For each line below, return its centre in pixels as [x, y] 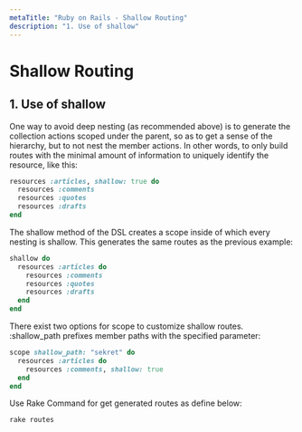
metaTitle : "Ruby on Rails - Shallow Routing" [99, 18]
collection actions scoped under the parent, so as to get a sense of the [141, 136]
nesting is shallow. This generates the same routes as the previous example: [151, 242]
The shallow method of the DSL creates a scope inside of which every [140, 232]
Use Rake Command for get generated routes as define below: [126, 403]
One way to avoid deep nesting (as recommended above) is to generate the [150, 126]
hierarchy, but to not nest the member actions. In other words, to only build [149, 145]
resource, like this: [44, 165]
